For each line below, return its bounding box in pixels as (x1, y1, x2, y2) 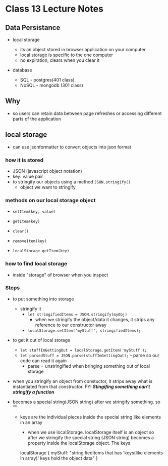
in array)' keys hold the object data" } (20, 455, 98, 461)
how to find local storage (5, 260, 68, 267)
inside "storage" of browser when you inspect (12, 271, 108, 278)
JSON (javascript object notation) (12, 168, 82, 174)
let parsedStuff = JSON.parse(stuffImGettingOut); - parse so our (20, 352, 160, 358)
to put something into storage (12, 296, 74, 302)
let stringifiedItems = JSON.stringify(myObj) (27, 312, 128, 317)
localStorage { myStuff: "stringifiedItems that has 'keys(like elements (20, 449, 163, 456)
